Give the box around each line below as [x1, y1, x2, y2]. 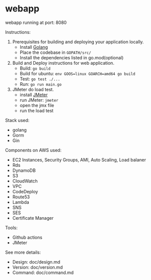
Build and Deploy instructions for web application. [12, 60, 115, 66]
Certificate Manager [12, 215, 54, 221]
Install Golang [19, 44, 48, 50]
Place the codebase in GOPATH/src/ [19, 49, 91, 55]
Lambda [12, 199, 29, 205]
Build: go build [19, 65, 51, 71]
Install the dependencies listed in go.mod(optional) [19, 54, 124, 60]
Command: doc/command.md [12, 270, 74, 276]
